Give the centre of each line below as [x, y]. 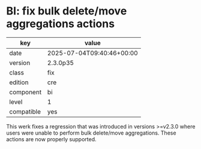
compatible [25, 111]
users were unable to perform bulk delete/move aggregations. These [91, 133]
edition [19, 82]
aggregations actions [61, 24]
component [25, 92]
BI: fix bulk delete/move [67, 11]
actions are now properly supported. [52, 139]
